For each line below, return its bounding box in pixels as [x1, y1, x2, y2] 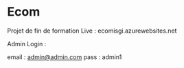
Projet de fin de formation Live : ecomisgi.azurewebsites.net [7, 27, 177, 35]
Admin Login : [7, 39, 47, 48]
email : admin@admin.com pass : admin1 [7, 52, 122, 61]
